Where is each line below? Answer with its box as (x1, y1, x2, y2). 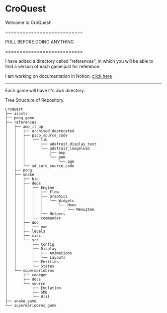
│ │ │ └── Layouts (5, 255, 66, 260)
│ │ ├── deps (5, 180, 41, 186)
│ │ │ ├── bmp (5, 150, 66, 155)
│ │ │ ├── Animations (5, 250, 72, 256)
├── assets (5, 111, 28, 116)
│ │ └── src (5, 237, 39, 242)
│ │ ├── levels (5, 229, 46, 234)
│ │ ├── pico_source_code (5, 133, 68, 138)
